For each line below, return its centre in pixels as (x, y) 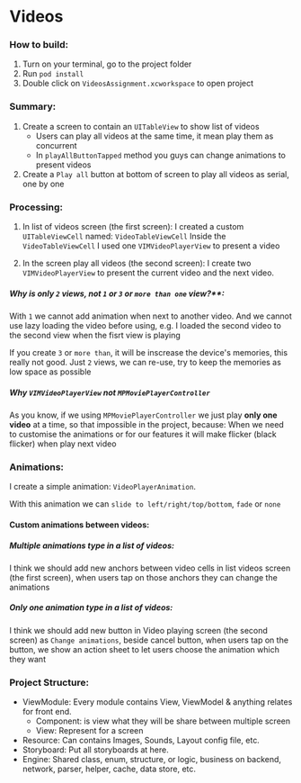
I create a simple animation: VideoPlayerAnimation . (102, 487)
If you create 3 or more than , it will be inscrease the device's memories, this (149, 353)
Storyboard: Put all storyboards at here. (95, 750)
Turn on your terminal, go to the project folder (107, 64)
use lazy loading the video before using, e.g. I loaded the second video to (145, 326)
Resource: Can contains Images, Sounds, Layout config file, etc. (141, 741)
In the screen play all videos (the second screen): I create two (137, 264)
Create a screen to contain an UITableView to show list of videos (141, 126)
